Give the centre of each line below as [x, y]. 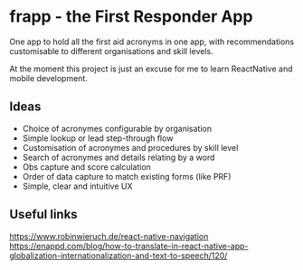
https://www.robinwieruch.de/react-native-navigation [109, 236]
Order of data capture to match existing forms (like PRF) [127, 176]
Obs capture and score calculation [87, 167]
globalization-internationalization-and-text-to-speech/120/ [118, 256]
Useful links [44, 214]
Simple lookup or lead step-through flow [98, 138]
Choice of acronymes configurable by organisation [117, 128]
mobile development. [48, 78]
